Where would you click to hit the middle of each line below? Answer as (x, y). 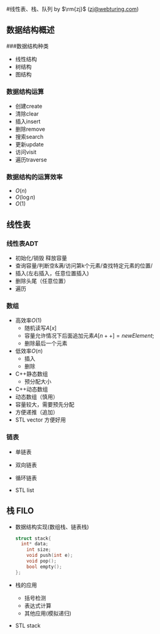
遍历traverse (31, 160)
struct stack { (33, 538)
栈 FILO (20, 511)
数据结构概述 (31, 30)
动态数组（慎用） (37, 397)
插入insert (28, 122)
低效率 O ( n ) (29, 351)
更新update (29, 144)
